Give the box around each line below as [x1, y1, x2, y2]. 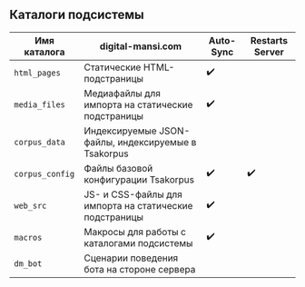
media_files [14, 99, 66, 110]
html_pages [14, 67, 61, 78]
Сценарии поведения [84, 252, 179, 264]
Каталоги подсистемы [9, 7, 144, 23]
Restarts [250, 34, 289, 46]
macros [14, 232, 43, 242]
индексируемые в [117, 135, 197, 148]
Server [253, 45, 284, 58]
